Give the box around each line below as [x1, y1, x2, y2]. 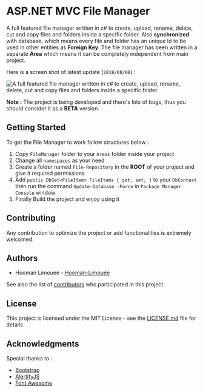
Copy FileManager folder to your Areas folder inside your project [15, 150, 175, 157]
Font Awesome [15, 379, 53, 387]
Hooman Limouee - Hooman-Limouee [15, 269, 110, 277]
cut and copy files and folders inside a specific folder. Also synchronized [6, 30, 190, 38]
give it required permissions [15, 169, 85, 177]
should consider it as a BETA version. [6, 104, 100, 112]
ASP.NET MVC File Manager [6, 4, 150, 18]
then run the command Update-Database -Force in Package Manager [15, 182, 182, 189]
